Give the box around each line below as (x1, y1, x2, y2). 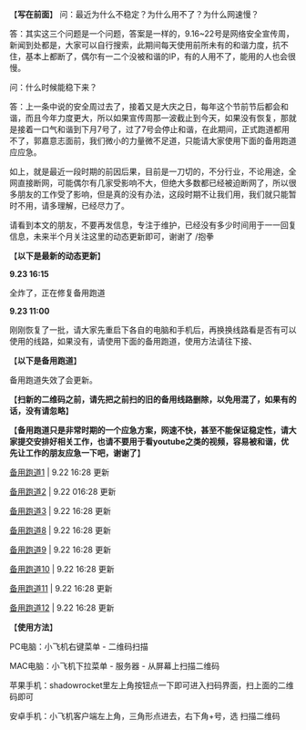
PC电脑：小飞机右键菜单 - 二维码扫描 (9, 642, 148, 652)
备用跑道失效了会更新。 (9, 375, 97, 386)
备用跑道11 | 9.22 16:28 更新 (9, 583, 113, 593)
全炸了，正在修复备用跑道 (9, 287, 106, 298)
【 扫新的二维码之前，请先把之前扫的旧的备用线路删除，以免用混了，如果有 (9, 394, 289, 405)
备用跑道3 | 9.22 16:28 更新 (9, 506, 112, 516)
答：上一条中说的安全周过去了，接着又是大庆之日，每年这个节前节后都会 (9, 101, 280, 112)
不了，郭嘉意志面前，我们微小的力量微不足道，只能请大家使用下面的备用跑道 (9, 136, 297, 146)
